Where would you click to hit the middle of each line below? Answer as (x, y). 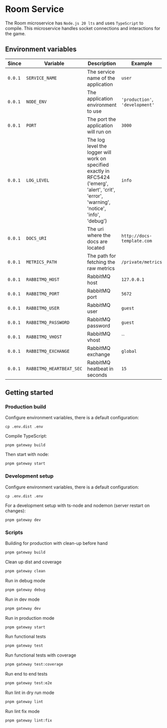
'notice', (96, 208)
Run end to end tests (26, 674)
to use (94, 111)
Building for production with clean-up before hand (56, 543)
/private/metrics (142, 262)
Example (142, 63)
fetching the (101, 262)
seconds (97, 375)
